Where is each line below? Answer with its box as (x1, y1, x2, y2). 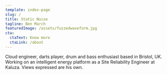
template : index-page (5, 7, 50, 12)
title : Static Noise (5, 16, 48, 21)
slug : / (5, 12, 21, 17)
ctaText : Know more (9, 35, 50, 40)
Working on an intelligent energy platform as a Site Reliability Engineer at (5, 58, 155, 65)
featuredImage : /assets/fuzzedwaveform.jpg (5, 26, 97, 31)
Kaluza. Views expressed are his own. (5, 64, 83, 70)
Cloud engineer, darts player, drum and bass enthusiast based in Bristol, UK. (5, 53, 162, 59)
